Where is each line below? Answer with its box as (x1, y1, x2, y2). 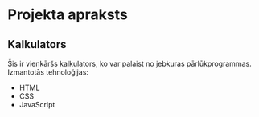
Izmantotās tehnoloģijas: (7, 67, 89, 77)
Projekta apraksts (7, 6, 128, 24)
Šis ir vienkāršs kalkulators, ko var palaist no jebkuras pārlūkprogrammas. (7, 58, 252, 68)
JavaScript (18, 100, 55, 109)
